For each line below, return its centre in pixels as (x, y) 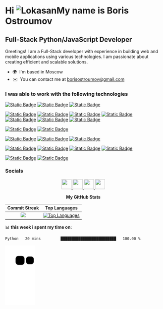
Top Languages (61, 208)
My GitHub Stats (83, 197)
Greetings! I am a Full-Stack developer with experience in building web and (82, 51)
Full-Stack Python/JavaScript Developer (69, 39)
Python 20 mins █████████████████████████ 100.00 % (73, 239)
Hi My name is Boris (67, 11)
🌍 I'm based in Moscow (38, 72)
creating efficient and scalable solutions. (47, 62)
